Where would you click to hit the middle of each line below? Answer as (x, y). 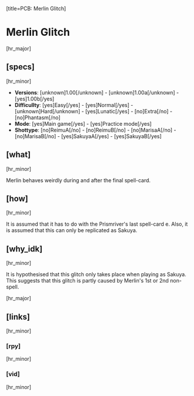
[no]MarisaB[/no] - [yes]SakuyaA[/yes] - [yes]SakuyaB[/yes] (88, 136)
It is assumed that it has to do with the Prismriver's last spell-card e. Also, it (97, 224)
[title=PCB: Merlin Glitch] (36, 9)
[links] (18, 317)
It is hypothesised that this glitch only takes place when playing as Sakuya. (96, 274)
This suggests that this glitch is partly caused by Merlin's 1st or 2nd (87, 281)
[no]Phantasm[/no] (37, 118)
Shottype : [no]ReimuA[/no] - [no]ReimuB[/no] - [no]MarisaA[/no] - (96, 130)
